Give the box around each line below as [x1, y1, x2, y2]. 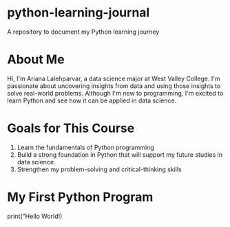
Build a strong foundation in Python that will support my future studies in [17, 150, 223, 159]
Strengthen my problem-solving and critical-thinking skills [17, 165, 182, 173]
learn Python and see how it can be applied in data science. [7, 96, 177, 105]
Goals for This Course [7, 120, 135, 136]
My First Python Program [7, 189, 154, 204]
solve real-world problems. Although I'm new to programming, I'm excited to [7, 89, 224, 97]
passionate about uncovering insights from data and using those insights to [7, 81, 221, 90]
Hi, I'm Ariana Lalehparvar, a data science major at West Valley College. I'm [7, 74, 220, 83]
